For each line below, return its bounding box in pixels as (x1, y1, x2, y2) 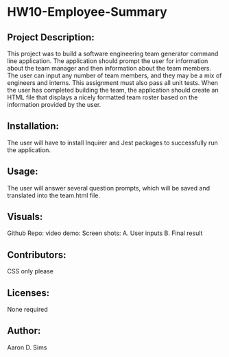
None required (7, 306, 48, 314)
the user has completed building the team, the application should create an (7, 86, 219, 94)
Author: (7, 325, 41, 336)
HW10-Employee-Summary (7, 4, 168, 20)
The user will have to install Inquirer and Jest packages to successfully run (7, 138, 218, 147)
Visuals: (7, 211, 43, 223)
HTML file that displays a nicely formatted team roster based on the (7, 93, 198, 101)
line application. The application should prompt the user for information (7, 57, 208, 65)
